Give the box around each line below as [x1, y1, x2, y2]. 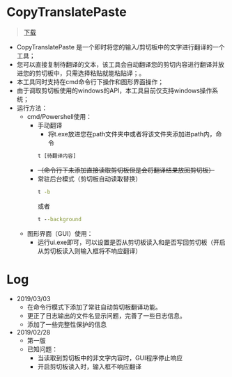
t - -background [37, 216, 82, 223]
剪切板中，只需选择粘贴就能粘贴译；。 [35, 69, 146, 77]
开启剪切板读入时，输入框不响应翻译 [37, 362, 142, 371]
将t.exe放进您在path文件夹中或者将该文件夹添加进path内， [47, 129, 216, 138]
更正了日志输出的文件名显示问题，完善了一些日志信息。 [26, 311, 186, 320]
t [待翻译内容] [37, 152, 77, 159]
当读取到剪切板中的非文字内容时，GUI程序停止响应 [37, 353, 183, 362]
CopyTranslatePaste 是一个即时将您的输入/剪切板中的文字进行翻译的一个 [16, 42, 225, 51]
